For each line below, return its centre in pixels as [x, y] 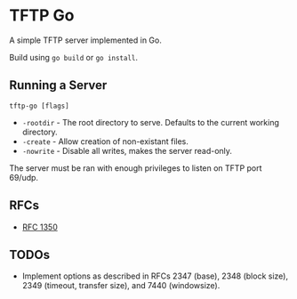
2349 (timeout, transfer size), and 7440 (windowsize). [121, 286]
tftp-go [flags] [39, 106]
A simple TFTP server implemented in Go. [85, 40]
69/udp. [24, 177]
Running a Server [58, 85]
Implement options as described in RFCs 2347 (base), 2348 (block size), [155, 276]
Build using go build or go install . [74, 57]
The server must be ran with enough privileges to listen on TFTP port [136, 168]
